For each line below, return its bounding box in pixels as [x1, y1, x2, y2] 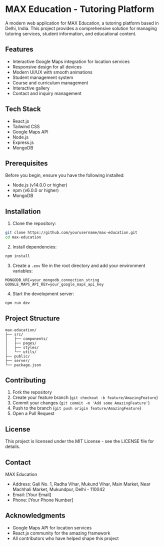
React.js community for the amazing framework [12, 530, 111, 536]
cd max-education [5, 235, 41, 240]
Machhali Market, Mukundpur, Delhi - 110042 [12, 486, 105, 492]
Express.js [12, 139, 34, 145]
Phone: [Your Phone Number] [12, 496, 73, 503]
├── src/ [5, 331, 23, 337]
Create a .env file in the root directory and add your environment [12, 262, 145, 268]
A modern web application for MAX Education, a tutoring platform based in [5, 20, 159, 26]
